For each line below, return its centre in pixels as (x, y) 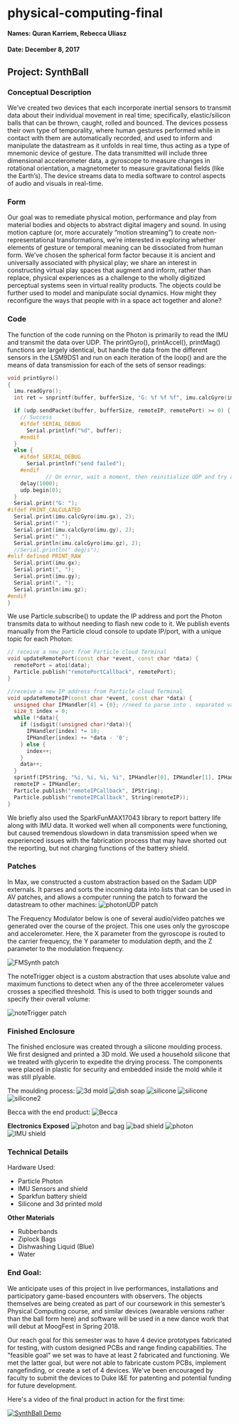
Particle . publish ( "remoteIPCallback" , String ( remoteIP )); (102, 797)
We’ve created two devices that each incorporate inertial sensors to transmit (119, 108)
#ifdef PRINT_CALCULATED (44, 510)
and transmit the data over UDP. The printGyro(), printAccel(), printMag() (114, 342)
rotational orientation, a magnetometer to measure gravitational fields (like (116, 168)
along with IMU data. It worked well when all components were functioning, (118, 825)
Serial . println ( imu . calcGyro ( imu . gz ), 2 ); (78, 543)
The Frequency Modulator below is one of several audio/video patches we (116, 918)
